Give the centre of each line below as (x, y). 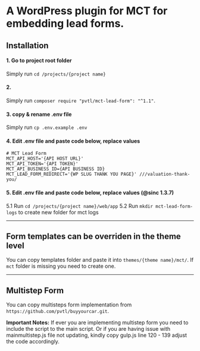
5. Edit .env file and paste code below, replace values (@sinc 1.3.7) (90, 192)
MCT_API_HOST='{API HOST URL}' (45, 159)
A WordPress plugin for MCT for (87, 11)
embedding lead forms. (65, 23)
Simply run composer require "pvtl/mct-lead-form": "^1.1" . (81, 100)
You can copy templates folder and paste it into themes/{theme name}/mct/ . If (100, 260)
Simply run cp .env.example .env (47, 127)
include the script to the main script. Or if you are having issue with (88, 329)
